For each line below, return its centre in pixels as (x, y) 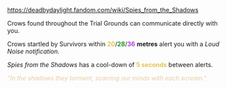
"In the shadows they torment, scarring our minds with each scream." (107, 78)
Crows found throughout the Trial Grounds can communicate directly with (112, 23)
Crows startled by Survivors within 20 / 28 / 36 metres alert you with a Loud (113, 44)
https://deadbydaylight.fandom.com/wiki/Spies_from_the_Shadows (103, 10)
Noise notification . (34, 51)
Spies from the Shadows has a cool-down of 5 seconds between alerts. (110, 65)
